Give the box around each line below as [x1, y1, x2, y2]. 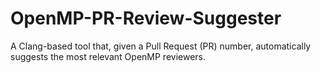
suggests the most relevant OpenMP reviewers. [10, 50, 207, 62]
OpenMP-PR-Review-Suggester [10, 7, 282, 30]
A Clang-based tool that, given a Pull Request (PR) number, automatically [10, 40, 312, 52]
